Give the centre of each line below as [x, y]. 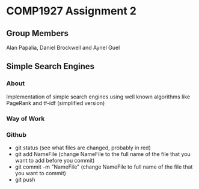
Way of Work [26, 118]
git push [25, 179]
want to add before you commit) [55, 160]
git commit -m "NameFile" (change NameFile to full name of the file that [104, 167]
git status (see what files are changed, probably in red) [83, 148]
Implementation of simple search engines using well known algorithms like [98, 97]
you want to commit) [40, 173]
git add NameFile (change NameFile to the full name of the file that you [103, 154]
